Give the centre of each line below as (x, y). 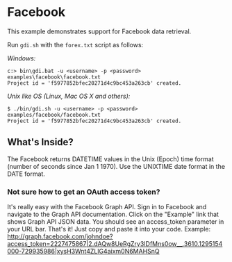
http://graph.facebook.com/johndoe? (60, 236)
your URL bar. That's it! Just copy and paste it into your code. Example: (109, 229)
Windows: (22, 58)
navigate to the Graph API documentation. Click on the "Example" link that (113, 214)
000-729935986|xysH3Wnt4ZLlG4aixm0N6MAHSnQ (83, 252)
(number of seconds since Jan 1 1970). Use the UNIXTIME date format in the (116, 166)
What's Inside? (41, 142)
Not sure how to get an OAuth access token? (84, 192)
